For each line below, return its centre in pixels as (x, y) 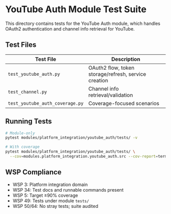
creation (98, 80)
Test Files (21, 45)
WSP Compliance (34, 172)
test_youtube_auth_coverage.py (46, 103)
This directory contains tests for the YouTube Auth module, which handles (83, 23)
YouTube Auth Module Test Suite (76, 9)
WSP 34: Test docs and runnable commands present (68, 190)
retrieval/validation (111, 95)
